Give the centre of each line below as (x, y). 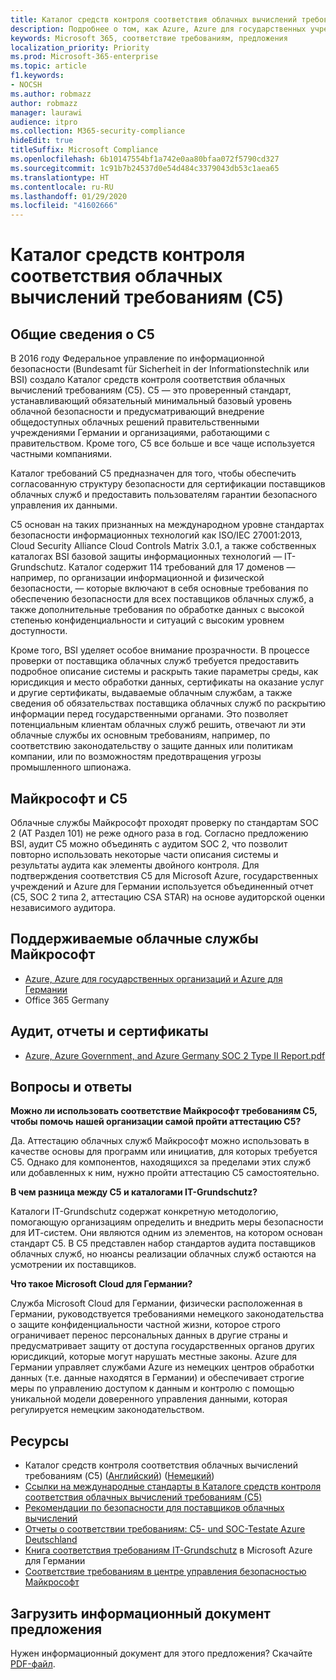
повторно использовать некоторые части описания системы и (144, 854)
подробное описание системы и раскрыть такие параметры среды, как (164, 672)
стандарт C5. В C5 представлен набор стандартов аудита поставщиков (163, 1243)
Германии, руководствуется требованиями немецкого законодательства (167, 1314)
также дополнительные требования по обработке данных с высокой (157, 610)
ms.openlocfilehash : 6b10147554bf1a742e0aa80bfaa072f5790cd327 (145, 159)
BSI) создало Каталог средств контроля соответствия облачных (148, 380)
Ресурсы (40, 1441)
